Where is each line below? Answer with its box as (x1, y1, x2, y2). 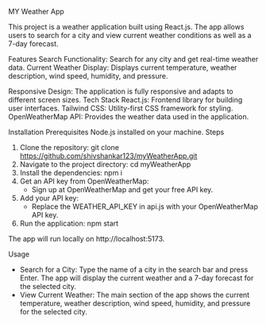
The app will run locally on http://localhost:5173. (8, 234, 165, 243)
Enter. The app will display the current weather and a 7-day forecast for (19, 273, 254, 283)
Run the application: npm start (19, 218, 119, 228)
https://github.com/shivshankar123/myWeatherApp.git (19, 151, 198, 160)
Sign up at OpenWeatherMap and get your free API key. (31, 185, 214, 194)
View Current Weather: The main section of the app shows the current (19, 290, 250, 299)
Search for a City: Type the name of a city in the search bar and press (19, 265, 249, 274)
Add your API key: (19, 194, 79, 202)
